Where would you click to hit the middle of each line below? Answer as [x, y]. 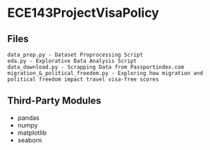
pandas [29, 118]
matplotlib [32, 132]
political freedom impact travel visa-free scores [83, 79]
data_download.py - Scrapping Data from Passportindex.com [96, 67]
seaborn [30, 140]
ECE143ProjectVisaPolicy [84, 13]
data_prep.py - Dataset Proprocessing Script [75, 55]
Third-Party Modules [54, 101]
